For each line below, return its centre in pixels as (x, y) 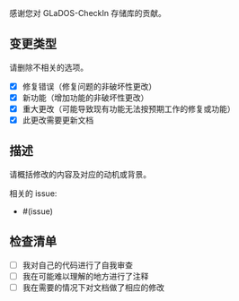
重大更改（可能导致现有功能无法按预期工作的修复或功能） (128, 108)
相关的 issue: (33, 193)
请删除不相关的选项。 (49, 67)
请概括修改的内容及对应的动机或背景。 (80, 174)
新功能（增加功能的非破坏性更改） (85, 98)
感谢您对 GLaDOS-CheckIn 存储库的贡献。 (88, 13)
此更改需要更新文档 (58, 120)
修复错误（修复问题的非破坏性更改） (89, 86)
